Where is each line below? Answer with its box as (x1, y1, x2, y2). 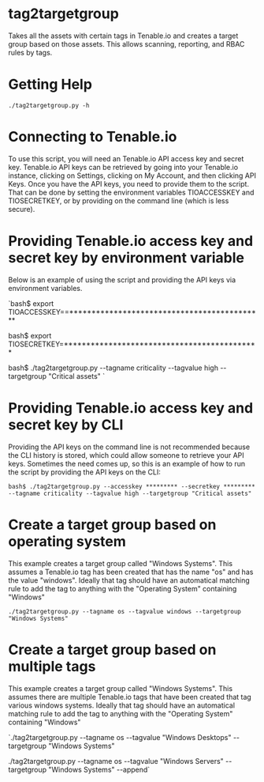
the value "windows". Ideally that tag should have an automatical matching (8, 575, 250, 585)
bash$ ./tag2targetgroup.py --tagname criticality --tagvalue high (8, 363, 219, 372)
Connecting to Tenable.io (8, 128, 177, 146)
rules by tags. (8, 47, 53, 57)
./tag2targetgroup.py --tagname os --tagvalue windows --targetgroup (8, 607, 242, 615)
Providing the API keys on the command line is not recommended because (8, 442, 251, 451)
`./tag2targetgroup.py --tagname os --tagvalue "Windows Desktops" (8, 732, 232, 742)
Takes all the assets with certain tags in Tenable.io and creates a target (8, 31, 239, 40)
